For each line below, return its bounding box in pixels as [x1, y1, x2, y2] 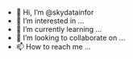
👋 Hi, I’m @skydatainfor [15, 8, 94, 17]
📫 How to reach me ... [15, 42, 91, 51]
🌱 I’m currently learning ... [15, 25, 102, 33]
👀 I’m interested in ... [15, 16, 85, 26]
